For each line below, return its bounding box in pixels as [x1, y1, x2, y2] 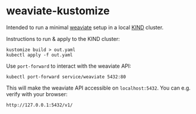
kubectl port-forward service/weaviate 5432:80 [6, 74, 127, 80]
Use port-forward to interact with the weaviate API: [6, 62, 132, 69]
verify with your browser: [6, 90, 68, 97]
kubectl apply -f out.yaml [6, 52, 73, 58]
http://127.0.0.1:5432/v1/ [6, 102, 73, 108]
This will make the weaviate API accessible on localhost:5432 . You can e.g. [6, 84, 191, 91]
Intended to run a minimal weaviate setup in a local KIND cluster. [6, 24, 164, 31]
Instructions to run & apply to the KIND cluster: [6, 35, 120, 42]
